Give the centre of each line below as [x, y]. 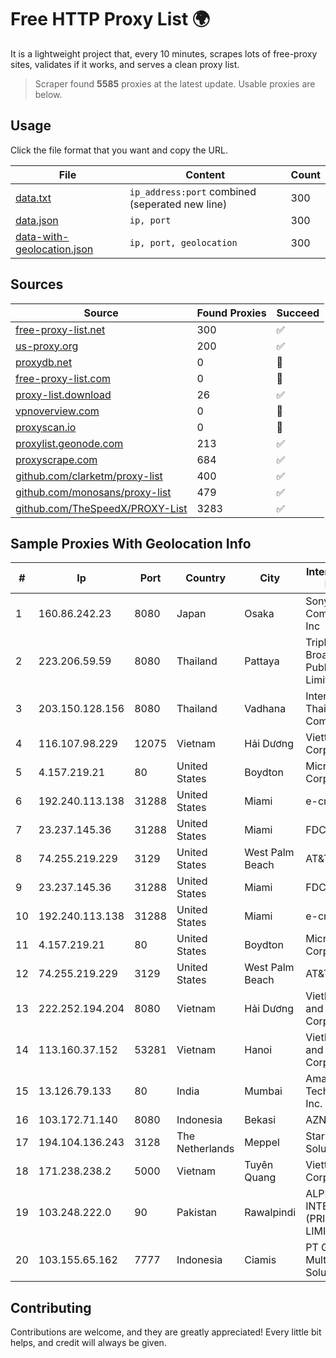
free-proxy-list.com [63, 378]
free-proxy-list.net [60, 329]
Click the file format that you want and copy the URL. [119, 150]
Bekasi [260, 1120]
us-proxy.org [47, 346]
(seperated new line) [178, 204]
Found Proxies [231, 313]
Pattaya [262, 661]
